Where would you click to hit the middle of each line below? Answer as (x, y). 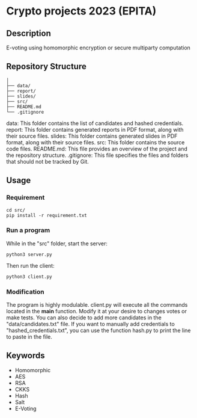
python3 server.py (29, 254)
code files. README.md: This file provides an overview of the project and (97, 149)
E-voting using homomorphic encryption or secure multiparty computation (98, 48)
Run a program (28, 230)
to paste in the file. (29, 337)
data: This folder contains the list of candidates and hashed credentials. (95, 123)
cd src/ (16, 210)
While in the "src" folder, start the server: (57, 243)
